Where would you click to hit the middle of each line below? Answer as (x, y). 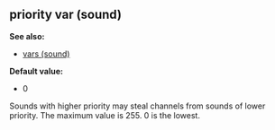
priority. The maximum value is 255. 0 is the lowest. (105, 115)
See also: (27, 36)
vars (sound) (46, 54)
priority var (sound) (65, 15)
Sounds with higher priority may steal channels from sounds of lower (137, 106)
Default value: (36, 71)
